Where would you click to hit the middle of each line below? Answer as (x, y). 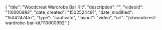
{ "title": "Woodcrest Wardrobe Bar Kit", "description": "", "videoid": (74, 7)
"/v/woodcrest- (141, 17)
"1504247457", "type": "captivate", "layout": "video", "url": (65, 17)
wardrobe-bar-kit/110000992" (36, 23)
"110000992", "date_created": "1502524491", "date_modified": (69, 12)
